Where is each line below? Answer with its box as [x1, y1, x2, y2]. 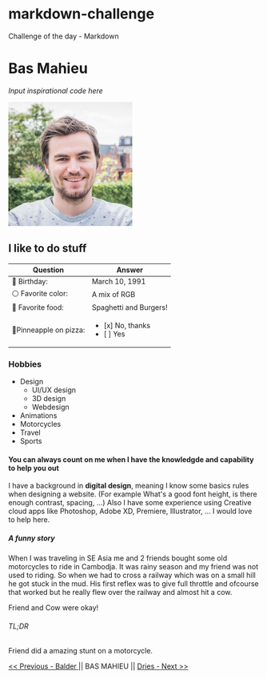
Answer [116, 265, 144, 275]
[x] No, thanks [103, 321, 150, 331]
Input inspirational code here [8, 86, 104, 95]
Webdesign [31, 402, 70, 412]
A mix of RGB [91, 290, 136, 299]
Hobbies [8, 358, 42, 369]
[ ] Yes [103, 329, 126, 339]
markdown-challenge [8, 5, 154, 23]
